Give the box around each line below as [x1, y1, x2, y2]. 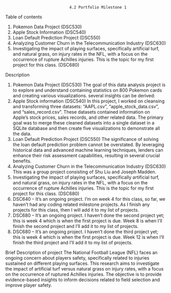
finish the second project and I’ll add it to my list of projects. [12, 223, 139, 229]
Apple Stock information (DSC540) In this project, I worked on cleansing [12, 98, 165, 104]
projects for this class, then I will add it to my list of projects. [12, 207, 139, 213]
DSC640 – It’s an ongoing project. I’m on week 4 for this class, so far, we [12, 196, 166, 202]
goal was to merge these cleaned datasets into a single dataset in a [12, 120, 155, 125]
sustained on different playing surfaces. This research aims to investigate [5, 260, 160, 266]
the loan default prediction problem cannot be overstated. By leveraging [12, 141, 164, 148]
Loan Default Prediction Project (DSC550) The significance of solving [12, 136, 159, 142]
